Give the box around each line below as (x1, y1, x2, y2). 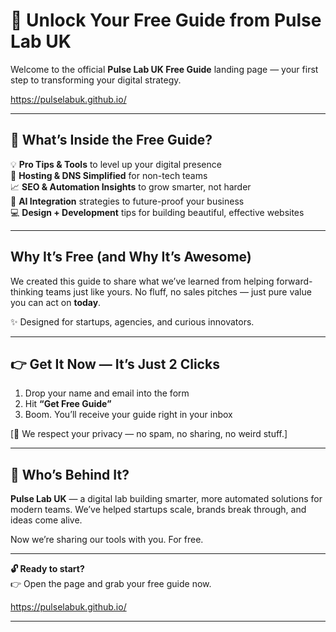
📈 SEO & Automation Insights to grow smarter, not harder (10, 180, 252, 193)
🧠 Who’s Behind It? (10, 466, 130, 483)
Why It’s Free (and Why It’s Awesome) (10, 249, 252, 266)
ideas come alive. (10, 514, 83, 526)
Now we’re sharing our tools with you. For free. (10, 534, 204, 546)
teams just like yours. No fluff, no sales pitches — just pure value (45, 285, 312, 298)
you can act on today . (10, 296, 102, 308)
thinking (10, 285, 44, 298)
